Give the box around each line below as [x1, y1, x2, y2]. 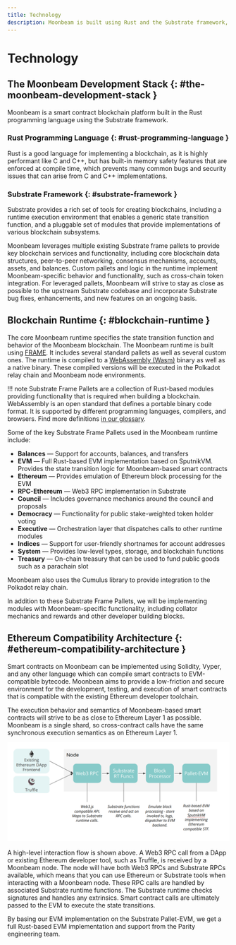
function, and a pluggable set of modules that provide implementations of [7, 220, 221, 229]
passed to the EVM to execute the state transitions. [7, 901, 156, 910]
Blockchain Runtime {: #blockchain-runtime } [7, 314, 210, 326]
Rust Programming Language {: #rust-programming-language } [7, 133, 229, 143]
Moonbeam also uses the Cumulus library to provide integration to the [7, 576, 211, 584]
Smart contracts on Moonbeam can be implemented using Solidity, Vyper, [7, 662, 222, 670]
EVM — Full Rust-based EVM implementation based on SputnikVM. [17, 456, 213, 465]
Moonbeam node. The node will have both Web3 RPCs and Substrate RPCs [7, 864, 226, 872]
